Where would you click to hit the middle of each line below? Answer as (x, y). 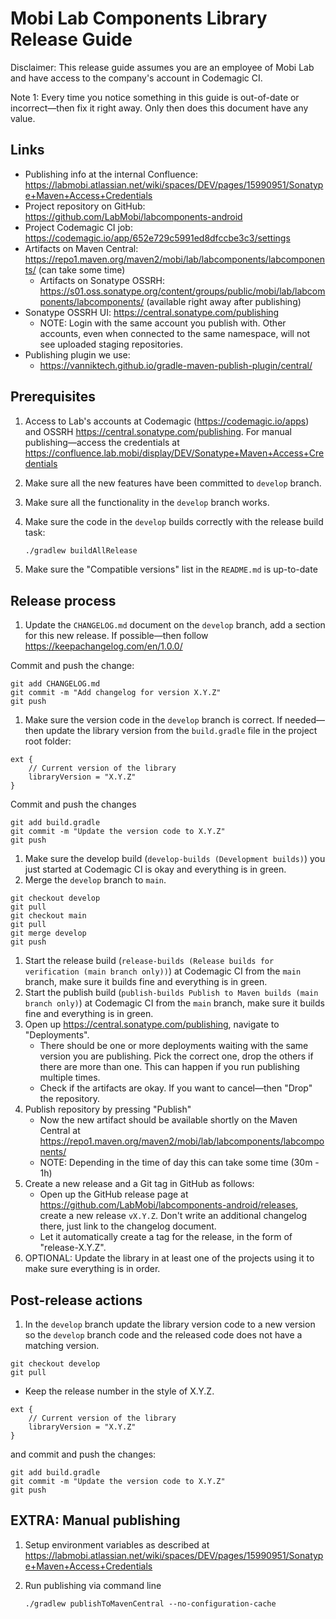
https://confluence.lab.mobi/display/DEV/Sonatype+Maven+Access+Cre (174, 453)
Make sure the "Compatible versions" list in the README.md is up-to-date (171, 569)
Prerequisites (53, 397)
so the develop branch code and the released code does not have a (163, 1335)
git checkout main (48, 916)
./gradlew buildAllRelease (81, 550)
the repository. (70, 1099)
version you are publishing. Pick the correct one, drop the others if (176, 1056)
